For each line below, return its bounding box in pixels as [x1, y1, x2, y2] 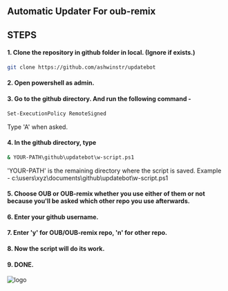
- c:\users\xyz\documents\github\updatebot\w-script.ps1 [7, 173, 169, 182]
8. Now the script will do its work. [7, 244, 105, 252]
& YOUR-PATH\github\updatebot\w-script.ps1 [7, 154, 135, 161]
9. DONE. [7, 260, 34, 269]
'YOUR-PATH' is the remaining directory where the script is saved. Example [7, 166, 222, 175]
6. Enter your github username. [7, 213, 99, 221]
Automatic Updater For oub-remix [7, 6, 156, 17]
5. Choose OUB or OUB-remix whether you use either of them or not [7, 190, 205, 198]
